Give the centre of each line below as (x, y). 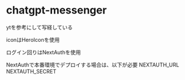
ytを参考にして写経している (39, 27)
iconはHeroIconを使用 (33, 39)
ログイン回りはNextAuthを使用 (43, 52)
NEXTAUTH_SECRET (31, 71)
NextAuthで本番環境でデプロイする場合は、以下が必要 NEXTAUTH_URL (92, 65)
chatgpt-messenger (56, 10)
